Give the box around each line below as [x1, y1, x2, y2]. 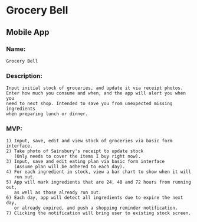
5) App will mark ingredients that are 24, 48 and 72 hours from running [6, 179, 192, 185]
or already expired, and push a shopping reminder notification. [14, 205, 178, 211]
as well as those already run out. [14, 190, 101, 195]
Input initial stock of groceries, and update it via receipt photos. [6, 85, 183, 92]
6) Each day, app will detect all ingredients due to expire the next [6, 195, 183, 201]
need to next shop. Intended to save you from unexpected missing [6, 101, 173, 107]
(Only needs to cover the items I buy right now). [14, 154, 142, 159]
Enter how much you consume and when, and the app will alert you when [6, 90, 186, 96]
